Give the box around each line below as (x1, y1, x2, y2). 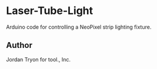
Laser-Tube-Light (6, 4, 93, 18)
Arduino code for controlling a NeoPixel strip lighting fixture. (6, 23, 152, 30)
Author (6, 40, 32, 50)
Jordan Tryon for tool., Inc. (6, 56, 71, 63)
